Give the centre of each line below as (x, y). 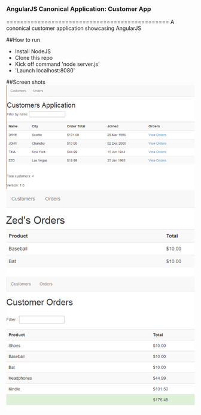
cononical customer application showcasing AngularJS (74, 28)
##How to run (23, 40)
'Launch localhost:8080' (45, 71)
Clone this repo (33, 58)
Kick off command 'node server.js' (57, 64)
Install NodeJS (33, 51)
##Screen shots (26, 82)
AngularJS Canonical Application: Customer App (79, 9)
